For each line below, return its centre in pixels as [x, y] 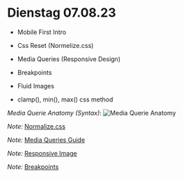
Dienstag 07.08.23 [62, 13]
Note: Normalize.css [37, 126]
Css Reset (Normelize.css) [55, 45]
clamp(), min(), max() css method [65, 99]
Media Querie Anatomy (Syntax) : [55, 113]
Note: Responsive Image [42, 153]
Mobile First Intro [42, 32]
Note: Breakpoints [33, 167]
